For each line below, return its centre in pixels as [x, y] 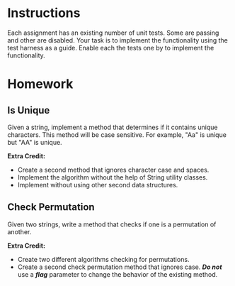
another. [19, 231]
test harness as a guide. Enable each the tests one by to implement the [111, 48]
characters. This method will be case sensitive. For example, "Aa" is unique [117, 134]
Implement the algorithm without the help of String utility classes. [113, 177]
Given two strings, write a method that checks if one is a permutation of [112, 224]
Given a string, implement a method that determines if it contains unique [113, 127]
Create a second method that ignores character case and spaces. [113, 170]
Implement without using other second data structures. [98, 185]
